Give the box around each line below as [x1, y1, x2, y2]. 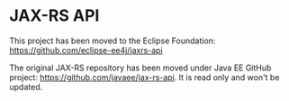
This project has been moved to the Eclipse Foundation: [9, 35, 216, 46]
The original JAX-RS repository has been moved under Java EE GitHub [9, 62, 272, 73]
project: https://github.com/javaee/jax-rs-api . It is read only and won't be [9, 71, 280, 82]
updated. [9, 81, 43, 92]
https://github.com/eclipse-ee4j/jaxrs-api [9, 44, 164, 55]
